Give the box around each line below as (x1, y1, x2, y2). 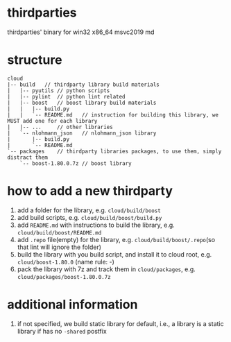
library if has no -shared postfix (17, 327, 108, 335)
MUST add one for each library (7, 117, 98, 124)
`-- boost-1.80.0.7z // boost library (19, 160, 132, 167)
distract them (7, 154, 49, 161)
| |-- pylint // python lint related (7, 93, 126, 100)
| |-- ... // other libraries (7, 123, 113, 130)
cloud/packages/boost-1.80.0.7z (17, 273, 111, 280)
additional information (7, 297, 138, 312)
